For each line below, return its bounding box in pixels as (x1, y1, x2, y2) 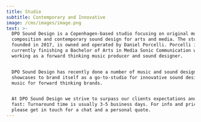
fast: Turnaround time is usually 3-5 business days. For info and (11, 102, 184, 108)
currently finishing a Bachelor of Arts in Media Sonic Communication (11, 48, 191, 54)
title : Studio (6, 8, 42, 15)
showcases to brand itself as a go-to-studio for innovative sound (11, 74, 184, 80)
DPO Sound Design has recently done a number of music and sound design (11, 69, 197, 75)
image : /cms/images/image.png (6, 20, 82, 26)
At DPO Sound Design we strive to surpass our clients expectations (11, 96, 186, 102)
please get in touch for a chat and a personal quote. (11, 107, 151, 113)
